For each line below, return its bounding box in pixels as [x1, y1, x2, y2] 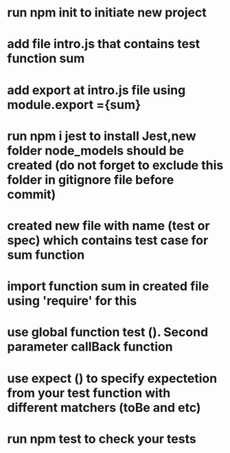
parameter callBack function [7, 339, 173, 355]
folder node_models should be [7, 143, 184, 159]
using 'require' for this [7, 293, 137, 309]
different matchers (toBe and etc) [7, 399, 201, 415]
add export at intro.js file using [7, 82, 186, 97]
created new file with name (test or [7, 218, 211, 233]
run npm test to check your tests [7, 431, 197, 447]
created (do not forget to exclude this [7, 157, 224, 173]
